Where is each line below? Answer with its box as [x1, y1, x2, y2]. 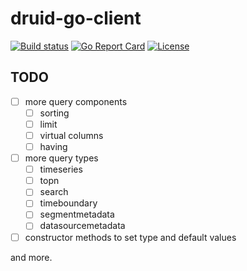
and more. [10, 251, 53, 263]
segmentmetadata [39, 208, 115, 221]
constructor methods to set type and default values [24, 231, 237, 243]
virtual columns [39, 129, 104, 141]
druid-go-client [10, 7, 142, 30]
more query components [24, 95, 128, 107]
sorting [39, 107, 70, 119]
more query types [24, 152, 99, 164]
